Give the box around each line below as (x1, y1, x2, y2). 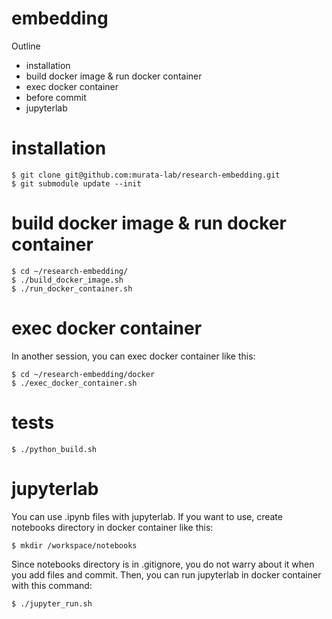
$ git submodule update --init (11, 178, 142, 189)
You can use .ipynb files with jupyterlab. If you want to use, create (11, 510, 283, 522)
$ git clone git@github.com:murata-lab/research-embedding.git (11, 170, 281, 180)
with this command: (11, 579, 93, 591)
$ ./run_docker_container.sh (11, 283, 133, 294)
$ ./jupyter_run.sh (11, 598, 93, 609)
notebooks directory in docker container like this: (11, 521, 214, 533)
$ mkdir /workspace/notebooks (11, 540, 138, 551)
